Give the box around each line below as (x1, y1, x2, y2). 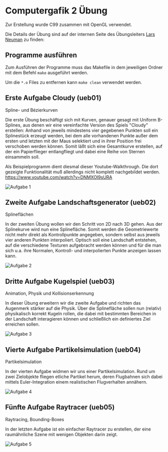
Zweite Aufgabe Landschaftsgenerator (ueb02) (5, 198, 156, 207)
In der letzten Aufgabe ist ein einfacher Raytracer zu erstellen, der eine (5, 426, 151, 432)
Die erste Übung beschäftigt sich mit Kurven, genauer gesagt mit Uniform (5, 116, 156, 122)
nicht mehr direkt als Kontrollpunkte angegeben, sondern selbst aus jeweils (5, 232, 160, 238)
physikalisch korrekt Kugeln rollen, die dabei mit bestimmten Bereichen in (5, 311, 156, 317)
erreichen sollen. (5, 321, 40, 327)
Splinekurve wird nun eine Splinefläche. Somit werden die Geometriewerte (5, 226, 158, 232)
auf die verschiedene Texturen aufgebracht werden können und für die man (5, 242, 161, 248)
